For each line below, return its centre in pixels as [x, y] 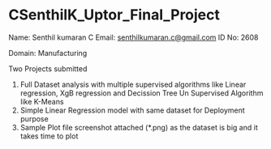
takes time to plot [49, 136]
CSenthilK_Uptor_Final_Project [114, 15]
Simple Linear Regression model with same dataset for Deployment [132, 110]
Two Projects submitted [48, 68]
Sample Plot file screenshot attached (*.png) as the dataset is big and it [139, 127]
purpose [34, 118]
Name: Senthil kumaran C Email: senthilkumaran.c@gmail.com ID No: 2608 [133, 37]
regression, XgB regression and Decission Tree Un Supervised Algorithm [142, 93]
